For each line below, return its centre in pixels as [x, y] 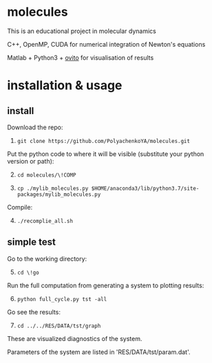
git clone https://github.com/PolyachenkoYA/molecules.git [104, 141]
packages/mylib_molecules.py [59, 194]
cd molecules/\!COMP [46, 175]
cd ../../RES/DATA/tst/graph [59, 326]
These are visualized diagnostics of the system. [75, 338]
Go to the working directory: [47, 258]
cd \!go [28, 272]
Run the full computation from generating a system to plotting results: [106, 285]
